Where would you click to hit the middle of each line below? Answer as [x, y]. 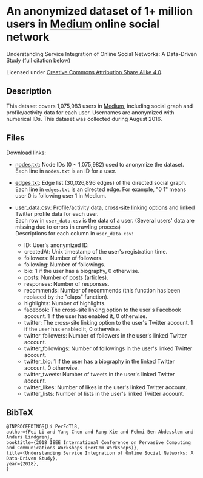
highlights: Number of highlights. [65, 303]
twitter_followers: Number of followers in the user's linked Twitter [105, 335]
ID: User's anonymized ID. [56, 245]
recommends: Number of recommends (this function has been [102, 290]
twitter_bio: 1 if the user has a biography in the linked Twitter [99, 361]
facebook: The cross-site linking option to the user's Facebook [102, 310]
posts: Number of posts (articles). [66, 277]
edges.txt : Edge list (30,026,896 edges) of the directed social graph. [101, 182]
